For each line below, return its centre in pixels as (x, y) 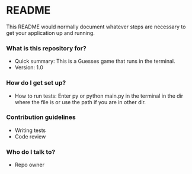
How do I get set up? (36, 83)
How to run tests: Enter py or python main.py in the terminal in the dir (99, 96)
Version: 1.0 (29, 67)
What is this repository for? (47, 48)
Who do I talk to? (31, 152)
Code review (30, 136)
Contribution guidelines (41, 117)
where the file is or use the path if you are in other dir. (80, 102)
